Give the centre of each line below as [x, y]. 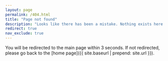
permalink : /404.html [28, 15]
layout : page [19, 10]
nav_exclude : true [24, 33]
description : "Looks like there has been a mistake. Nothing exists [78, 24]
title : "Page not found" [31, 19]
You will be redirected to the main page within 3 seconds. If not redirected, [82, 48]
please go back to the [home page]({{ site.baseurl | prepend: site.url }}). [80, 53]
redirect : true [21, 29]
